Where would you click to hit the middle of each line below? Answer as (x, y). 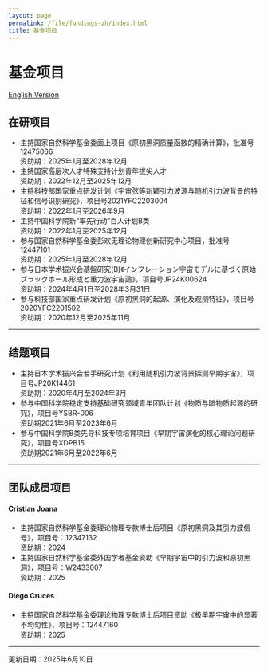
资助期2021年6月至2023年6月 (69, 422)
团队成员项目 (40, 488)
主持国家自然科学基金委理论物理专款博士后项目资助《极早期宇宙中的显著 (138, 614)
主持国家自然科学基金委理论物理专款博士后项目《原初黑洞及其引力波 (132, 528)
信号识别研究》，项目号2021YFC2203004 (101, 201)
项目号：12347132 (67, 537)
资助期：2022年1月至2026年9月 (72, 211)
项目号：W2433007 (70, 567)
